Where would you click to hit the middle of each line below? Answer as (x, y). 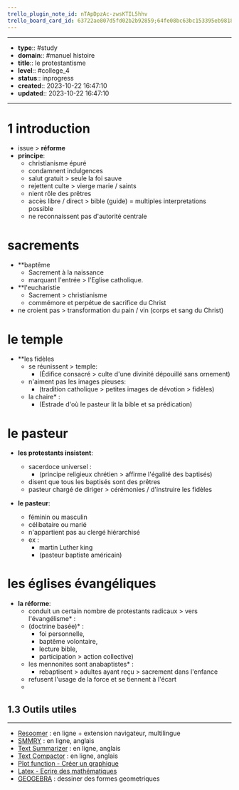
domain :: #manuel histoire (56, 55)
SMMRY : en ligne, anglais (56, 741)
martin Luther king (66, 548)
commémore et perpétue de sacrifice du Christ (97, 303)
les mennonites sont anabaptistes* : (81, 665)
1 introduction (49, 128)
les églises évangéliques (82, 584)
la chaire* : (44, 397)
